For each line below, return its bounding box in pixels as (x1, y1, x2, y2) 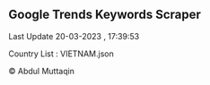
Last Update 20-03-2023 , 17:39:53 (8, 30, 140, 41)
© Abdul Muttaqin (8, 65, 75, 76)
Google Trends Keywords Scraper (8, 7, 201, 22)
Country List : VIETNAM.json (8, 48, 114, 59)
